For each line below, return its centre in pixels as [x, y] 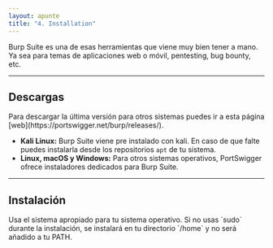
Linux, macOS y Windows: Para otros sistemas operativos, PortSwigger [141, 159]
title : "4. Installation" [52, 24]
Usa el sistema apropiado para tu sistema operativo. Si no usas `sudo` [125, 220]
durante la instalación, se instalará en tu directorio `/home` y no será [123, 228]
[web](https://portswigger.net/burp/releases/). [86, 125]
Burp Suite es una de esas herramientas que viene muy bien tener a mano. [133, 46]
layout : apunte [34, 16]
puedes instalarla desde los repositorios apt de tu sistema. [118, 150]
